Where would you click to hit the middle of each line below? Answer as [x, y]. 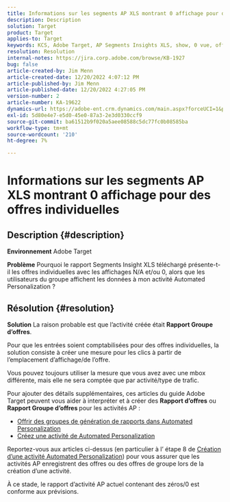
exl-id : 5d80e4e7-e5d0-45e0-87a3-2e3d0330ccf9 [75, 115]
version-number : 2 [33, 97]
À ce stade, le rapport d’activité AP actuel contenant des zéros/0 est [103, 484]
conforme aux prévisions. [43, 491]
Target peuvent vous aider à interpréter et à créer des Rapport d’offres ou [112, 401]
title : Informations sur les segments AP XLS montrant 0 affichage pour [113, 13]
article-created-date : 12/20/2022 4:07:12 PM [73, 77]
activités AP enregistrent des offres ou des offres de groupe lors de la [105, 464]
